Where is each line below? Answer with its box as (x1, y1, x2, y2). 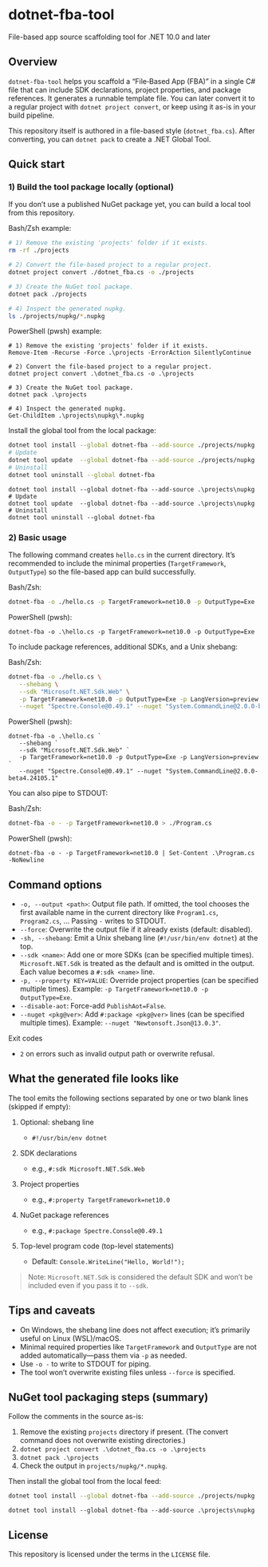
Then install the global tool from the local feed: (8, 1477, 162, 1486)
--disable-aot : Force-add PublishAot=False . (19, 1001, 167, 1011)
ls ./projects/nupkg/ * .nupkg (8, 312, 105, 320)
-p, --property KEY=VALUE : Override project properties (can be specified (19, 976, 259, 985)
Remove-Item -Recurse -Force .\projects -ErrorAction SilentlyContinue (8, 349, 251, 357)
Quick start (8, 157, 65, 171)
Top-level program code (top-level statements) (19, 1241, 174, 1251)
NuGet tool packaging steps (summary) (8, 1390, 209, 1404)
